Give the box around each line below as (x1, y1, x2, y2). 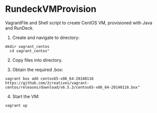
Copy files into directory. (12, 57, 63, 63)
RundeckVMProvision (5, 3, 97, 15)
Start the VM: (12, 93, 39, 99)
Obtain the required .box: (12, 67, 63, 73)
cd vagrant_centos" (9, 48, 50, 53)
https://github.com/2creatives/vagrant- (5, 80, 90, 85)
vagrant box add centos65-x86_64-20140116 (5, 76, 94, 81)
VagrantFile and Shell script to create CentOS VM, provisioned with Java (5, 20, 153, 26)
